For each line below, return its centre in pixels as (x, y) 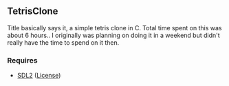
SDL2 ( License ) (39, 76)
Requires (22, 60)
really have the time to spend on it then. (63, 42)
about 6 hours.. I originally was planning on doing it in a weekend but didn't (113, 35)
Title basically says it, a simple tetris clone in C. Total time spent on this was (115, 28)
